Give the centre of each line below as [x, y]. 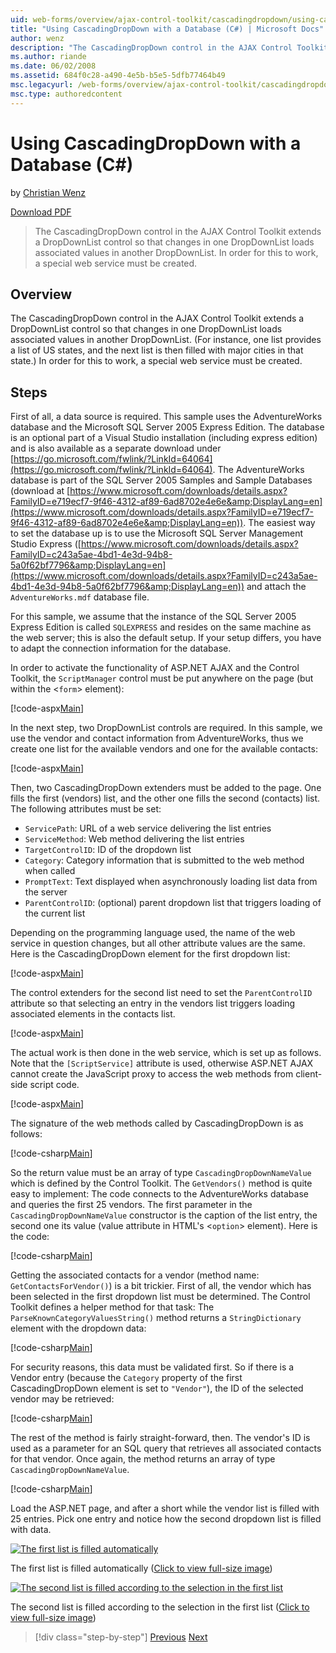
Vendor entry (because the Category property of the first [126, 1378]
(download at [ [40, 491]
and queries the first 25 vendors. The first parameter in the [131, 1205]
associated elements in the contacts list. [93, 1014]
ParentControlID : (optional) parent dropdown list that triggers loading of [173, 903]
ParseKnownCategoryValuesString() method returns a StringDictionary [156, 1318]
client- [309, 1074]
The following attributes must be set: [86, 809]
